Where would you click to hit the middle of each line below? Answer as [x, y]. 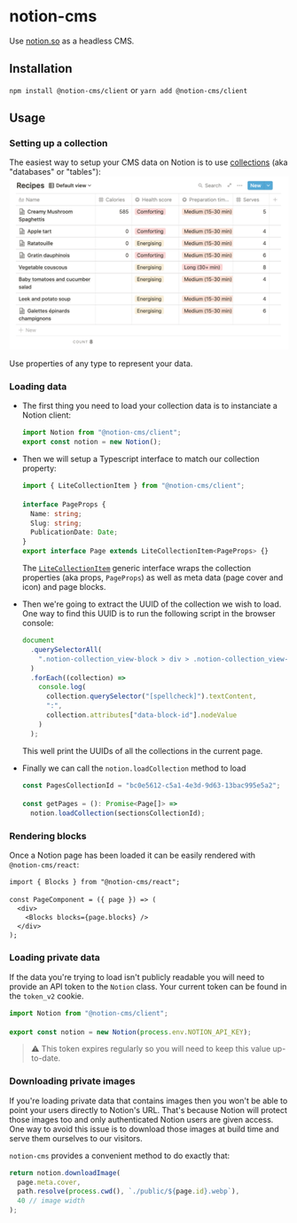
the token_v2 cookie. [47, 996]
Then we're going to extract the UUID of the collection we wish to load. [152, 604]
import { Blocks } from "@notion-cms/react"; [94, 882]
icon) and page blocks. [64, 587]
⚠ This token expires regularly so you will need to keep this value [151, 1049]
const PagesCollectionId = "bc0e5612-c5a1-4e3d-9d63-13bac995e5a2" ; [151, 785]
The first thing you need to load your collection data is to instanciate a [149, 406]
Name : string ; [56, 514]
